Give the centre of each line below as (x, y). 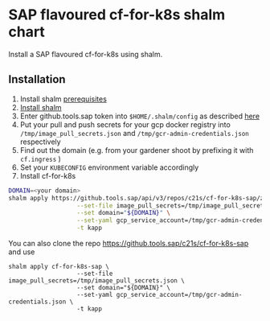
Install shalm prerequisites (63, 99)
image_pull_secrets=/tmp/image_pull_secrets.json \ (96, 281)
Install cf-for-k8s (48, 175)
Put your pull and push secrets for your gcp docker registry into (125, 124)
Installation (37, 79)
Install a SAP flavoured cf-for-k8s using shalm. (86, 54)
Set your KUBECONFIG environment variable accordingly (109, 167)
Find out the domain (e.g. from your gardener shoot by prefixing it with (137, 150)
